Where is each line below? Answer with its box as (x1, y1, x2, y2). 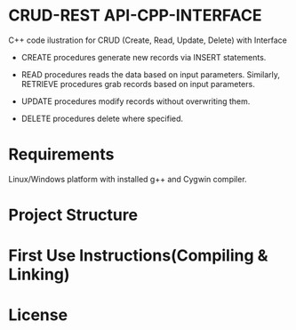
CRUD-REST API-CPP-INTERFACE (8, 5, 262, 26)
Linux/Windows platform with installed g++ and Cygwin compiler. (8, 173, 247, 184)
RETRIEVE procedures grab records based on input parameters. (20, 78, 255, 89)
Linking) (8, 264, 70, 285)
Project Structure (8, 205, 139, 225)
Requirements (8, 144, 115, 165)
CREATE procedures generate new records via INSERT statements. (20, 52, 267, 62)
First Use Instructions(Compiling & (8, 245, 268, 266)
